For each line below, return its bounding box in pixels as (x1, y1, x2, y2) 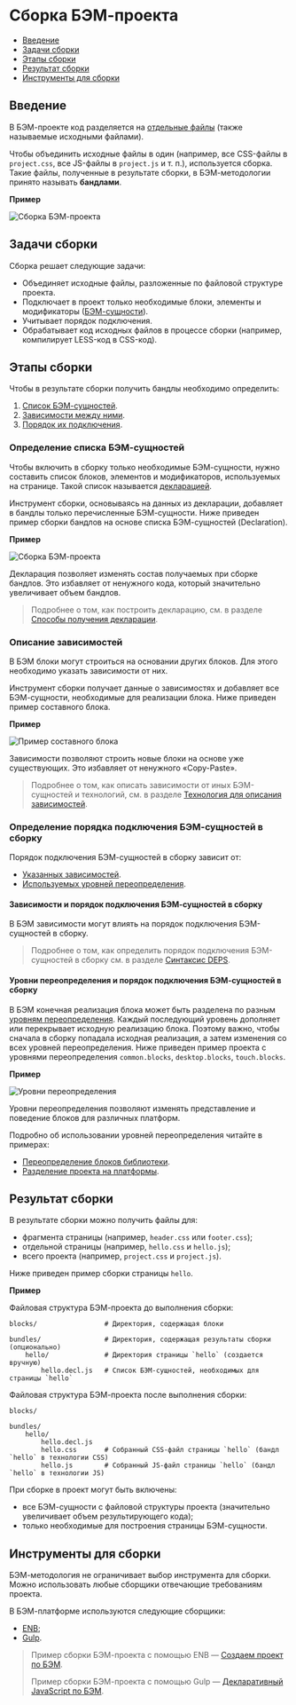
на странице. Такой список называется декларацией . (9, 480, 213, 491)
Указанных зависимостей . (21, 869, 121, 880)
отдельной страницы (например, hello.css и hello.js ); (21, 1242, 231, 1252)
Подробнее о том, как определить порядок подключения (30, 945, 250, 956)
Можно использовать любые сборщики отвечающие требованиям (9, 1579, 263, 1590)
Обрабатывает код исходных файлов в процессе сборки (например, (21, 325, 283, 335)
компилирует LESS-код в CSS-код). (21, 334, 158, 344)
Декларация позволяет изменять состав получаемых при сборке (9, 568, 259, 579)
